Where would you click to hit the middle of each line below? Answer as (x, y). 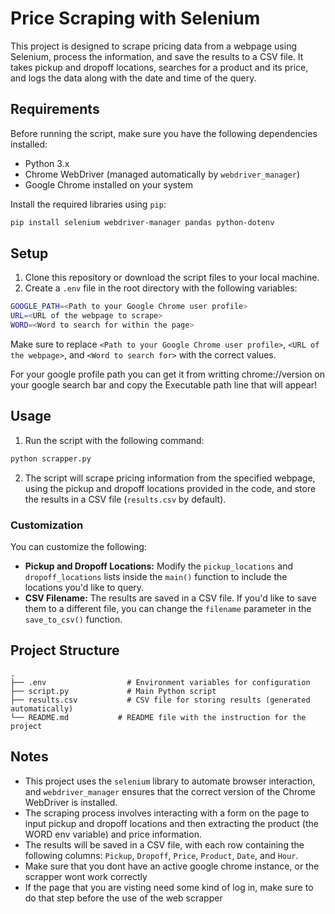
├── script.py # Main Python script (113, 691)
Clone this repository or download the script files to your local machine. (172, 278)
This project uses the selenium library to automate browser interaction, (170, 781)
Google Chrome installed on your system (109, 184)
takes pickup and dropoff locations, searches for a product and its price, (159, 67)
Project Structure (65, 650)
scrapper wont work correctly (86, 876)
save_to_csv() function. (73, 619)
